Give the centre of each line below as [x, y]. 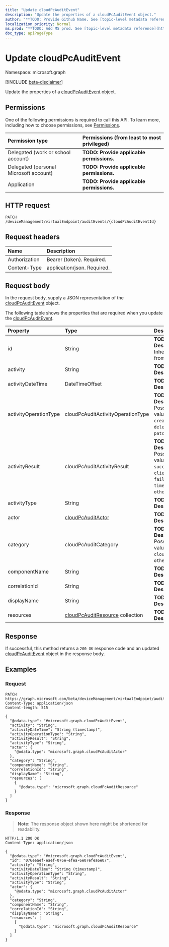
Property [19, 331]
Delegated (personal [32, 167]
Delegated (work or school [39, 152]
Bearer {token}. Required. [76, 260]
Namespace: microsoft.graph [35, 72]
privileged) [96, 144]
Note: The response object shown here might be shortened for [83, 824]
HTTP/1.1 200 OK [22, 838]
